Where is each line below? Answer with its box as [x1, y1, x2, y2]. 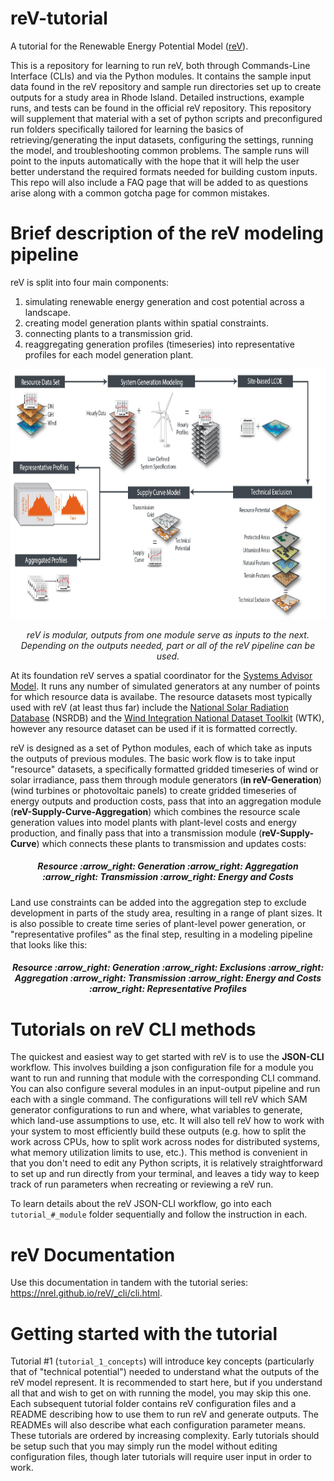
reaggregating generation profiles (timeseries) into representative [24, 338, 295, 350]
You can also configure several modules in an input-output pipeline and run [10, 1083, 321, 1095]
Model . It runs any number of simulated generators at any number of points [10, 680, 321, 692]
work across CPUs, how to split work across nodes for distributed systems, [10, 1136, 320, 1148]
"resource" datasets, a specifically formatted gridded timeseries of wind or [10, 763, 319, 775]
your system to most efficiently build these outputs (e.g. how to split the [10, 1125, 307, 1137]
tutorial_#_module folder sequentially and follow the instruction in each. [10, 1208, 308, 1221]
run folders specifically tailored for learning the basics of [10, 123, 244, 135]
